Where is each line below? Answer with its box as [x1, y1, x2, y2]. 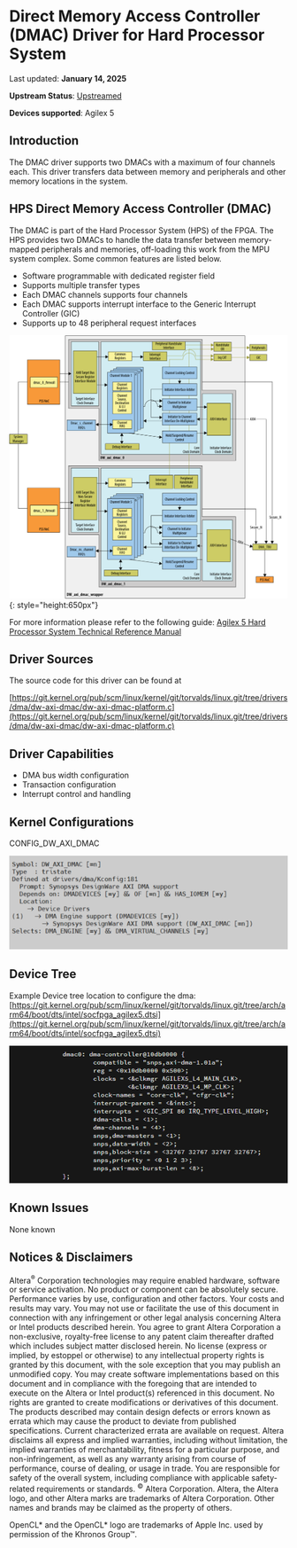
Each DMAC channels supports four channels [21, 289, 188, 300]
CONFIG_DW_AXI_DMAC [9, 838, 100, 848]
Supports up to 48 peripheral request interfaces [21, 317, 197, 328]
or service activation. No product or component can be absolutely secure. [9, 1284, 278, 1295]
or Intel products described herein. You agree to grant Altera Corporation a [9, 1322, 281, 1333]
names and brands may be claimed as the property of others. [9, 1502, 232, 1513]
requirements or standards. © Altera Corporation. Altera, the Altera [36, 1482, 279, 1494]
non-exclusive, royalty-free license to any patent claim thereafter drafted [9, 1332, 274, 1342]
